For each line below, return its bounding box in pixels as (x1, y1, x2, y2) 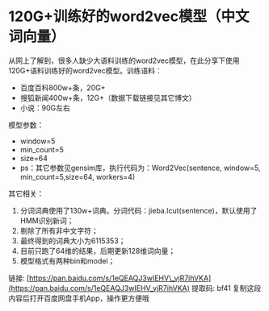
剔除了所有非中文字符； (19, 226, 99, 235)
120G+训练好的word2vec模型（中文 (8, 7, 250, 26)
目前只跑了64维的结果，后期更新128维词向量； (19, 246, 176, 255)
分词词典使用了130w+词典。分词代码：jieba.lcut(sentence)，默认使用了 (19, 205, 258, 215)
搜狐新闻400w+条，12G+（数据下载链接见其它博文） (19, 93, 196, 102)
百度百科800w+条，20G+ (19, 82, 106, 93)
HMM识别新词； (19, 215, 74, 226)
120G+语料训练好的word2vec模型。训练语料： (8, 65, 163, 75)
